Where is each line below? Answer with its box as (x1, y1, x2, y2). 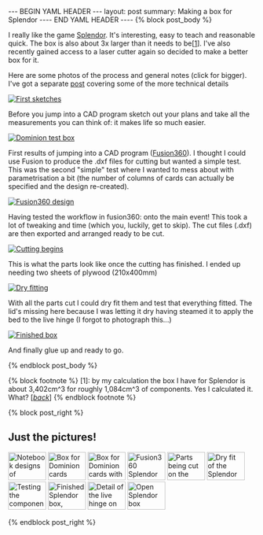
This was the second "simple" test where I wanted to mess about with (8, 165, 234, 174)
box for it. (8, 55, 39, 65)
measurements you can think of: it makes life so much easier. (8, 118, 206, 127)
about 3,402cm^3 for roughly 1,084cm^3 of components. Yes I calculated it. (8, 385, 254, 393)
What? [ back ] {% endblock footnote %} (8, 393, 137, 402)
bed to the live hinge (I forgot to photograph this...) (8, 315, 172, 324)
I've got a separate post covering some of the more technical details (8, 79, 229, 88)
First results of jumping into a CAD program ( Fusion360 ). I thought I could (8, 149, 246, 157)
